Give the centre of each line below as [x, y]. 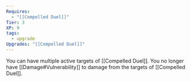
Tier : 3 [16, 22]
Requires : [18, 11]
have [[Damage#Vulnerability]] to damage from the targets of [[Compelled [96, 67]
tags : [13, 33]
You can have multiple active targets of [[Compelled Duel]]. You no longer [95, 61]
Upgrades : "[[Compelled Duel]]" [45, 45]
